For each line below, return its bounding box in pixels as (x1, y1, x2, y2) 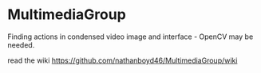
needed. (7, 40, 35, 49)
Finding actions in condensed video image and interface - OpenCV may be (7, 32, 254, 41)
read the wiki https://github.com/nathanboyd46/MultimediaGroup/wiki (7, 56, 238, 65)
